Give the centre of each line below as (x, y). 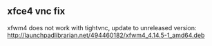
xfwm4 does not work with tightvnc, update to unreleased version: (102, 27)
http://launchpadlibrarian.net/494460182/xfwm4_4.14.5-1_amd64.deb (106, 35)
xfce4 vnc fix (36, 11)
